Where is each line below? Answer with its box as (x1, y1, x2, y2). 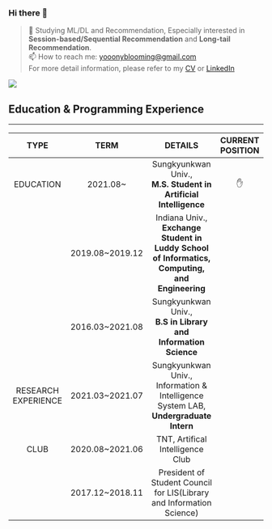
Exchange (161, 222, 202, 234)
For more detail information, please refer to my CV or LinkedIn (28, 64, 235, 74)
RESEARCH (15, 385, 59, 396)
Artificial (164, 189, 199, 201)
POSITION (219, 145, 260, 156)
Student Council (151, 477, 213, 489)
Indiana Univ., (155, 212, 208, 223)
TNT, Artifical (156, 434, 207, 445)
